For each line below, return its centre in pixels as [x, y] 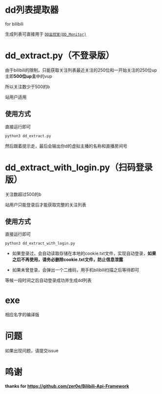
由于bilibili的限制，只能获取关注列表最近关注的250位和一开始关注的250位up [81, 70]
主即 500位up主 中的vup [29, 76]
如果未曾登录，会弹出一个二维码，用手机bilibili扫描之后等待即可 [76, 270]
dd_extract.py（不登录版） [60, 56]
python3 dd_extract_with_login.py [40, 243]
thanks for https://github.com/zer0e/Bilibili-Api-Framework [67, 386]
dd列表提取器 [32, 10]
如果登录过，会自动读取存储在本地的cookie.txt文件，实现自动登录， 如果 [84, 254]
